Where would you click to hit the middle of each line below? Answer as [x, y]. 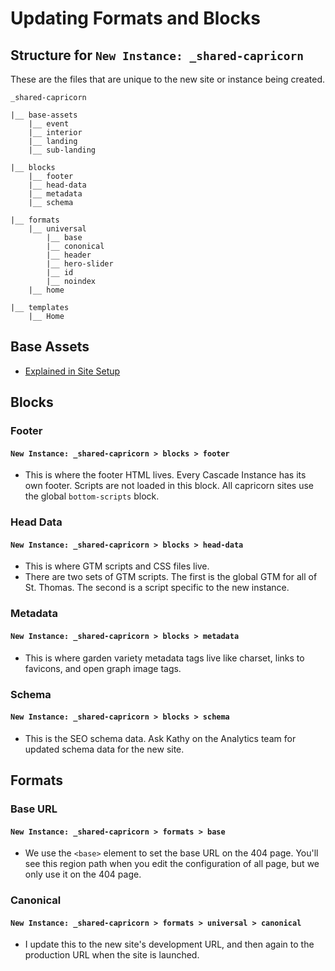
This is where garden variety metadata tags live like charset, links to [164, 658]
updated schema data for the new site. [104, 749]
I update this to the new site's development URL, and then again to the [169, 944]
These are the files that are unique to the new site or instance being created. [167, 79]
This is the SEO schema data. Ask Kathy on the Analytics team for [160, 738]
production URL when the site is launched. [112, 955]
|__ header [69, 255]
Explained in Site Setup [72, 371]
